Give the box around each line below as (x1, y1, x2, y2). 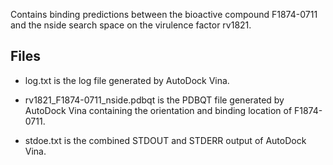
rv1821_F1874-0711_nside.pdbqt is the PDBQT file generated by (24, 94, 285, 106)
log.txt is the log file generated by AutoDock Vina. (24, 74, 230, 86)
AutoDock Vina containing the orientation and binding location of (24, 104, 293, 116)
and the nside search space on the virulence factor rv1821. (10, 19, 252, 31)
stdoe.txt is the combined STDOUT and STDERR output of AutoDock (24, 134, 307, 146)
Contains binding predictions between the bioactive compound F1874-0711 (10, 9, 318, 20)
